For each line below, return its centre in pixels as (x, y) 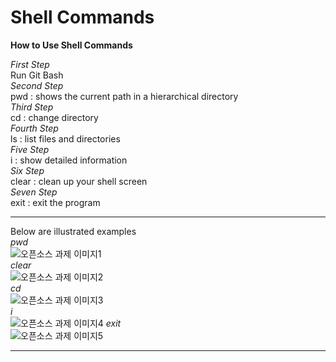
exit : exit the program (55, 202)
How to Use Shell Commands (71, 45)
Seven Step (34, 192)
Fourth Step (34, 128)
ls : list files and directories (65, 138)
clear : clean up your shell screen (79, 181)
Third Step (32, 107)
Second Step (37, 85)
